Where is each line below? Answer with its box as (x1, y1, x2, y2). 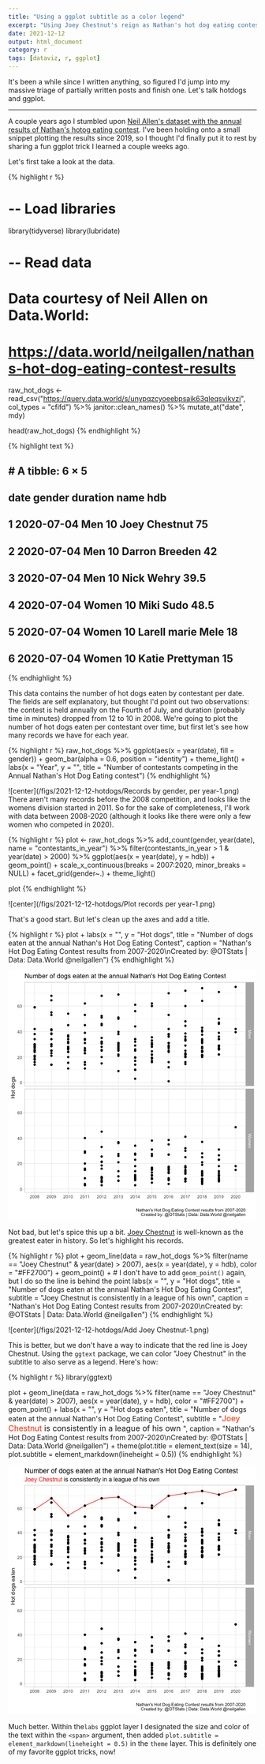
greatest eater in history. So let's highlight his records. (8, 1236, 184, 1245)
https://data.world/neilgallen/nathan (8, 343, 255, 361)
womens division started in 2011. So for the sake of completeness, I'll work (8, 802, 250, 813)
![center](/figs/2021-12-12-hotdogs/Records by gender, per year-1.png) (8, 786, 240, 795)
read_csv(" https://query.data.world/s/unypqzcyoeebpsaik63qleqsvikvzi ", (8, 394, 246, 403)
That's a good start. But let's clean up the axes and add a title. (8, 914, 211, 924)
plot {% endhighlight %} (8, 884, 87, 893)
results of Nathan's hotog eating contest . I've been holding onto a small (8, 125, 241, 134)
